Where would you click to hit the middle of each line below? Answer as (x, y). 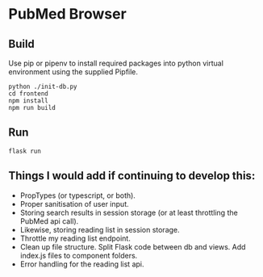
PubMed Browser (67, 14)
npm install (28, 101)
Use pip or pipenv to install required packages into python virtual (116, 63)
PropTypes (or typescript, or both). (77, 195)
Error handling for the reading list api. (82, 264)
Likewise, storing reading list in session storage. (100, 229)
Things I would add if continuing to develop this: (132, 176)
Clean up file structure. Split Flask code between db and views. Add (133, 246)
